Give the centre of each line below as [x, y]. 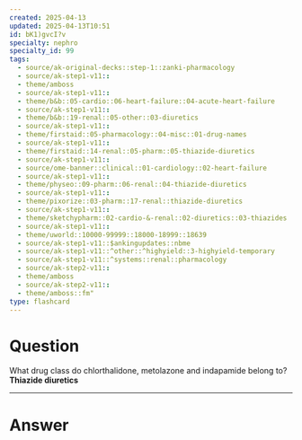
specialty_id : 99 [42, 51]
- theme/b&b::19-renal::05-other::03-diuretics [108, 118]
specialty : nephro [44, 43]
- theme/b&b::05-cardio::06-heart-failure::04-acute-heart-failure [147, 101]
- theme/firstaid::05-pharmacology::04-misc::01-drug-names [132, 135]
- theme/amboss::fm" [56, 293]
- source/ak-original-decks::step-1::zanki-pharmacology [126, 68]
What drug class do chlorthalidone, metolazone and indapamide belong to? [148, 371]
